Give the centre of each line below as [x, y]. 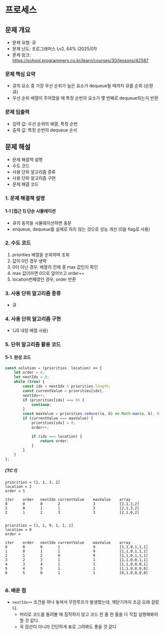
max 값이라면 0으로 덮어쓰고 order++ [48, 273]
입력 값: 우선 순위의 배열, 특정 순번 [45, 124]
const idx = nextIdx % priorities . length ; [67, 386]
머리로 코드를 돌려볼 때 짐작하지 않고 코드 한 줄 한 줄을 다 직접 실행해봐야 [89, 614]
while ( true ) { [29, 382]
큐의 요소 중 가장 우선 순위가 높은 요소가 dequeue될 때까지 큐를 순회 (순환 [83, 86]
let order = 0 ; [29, 372]
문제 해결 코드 [25, 184]
